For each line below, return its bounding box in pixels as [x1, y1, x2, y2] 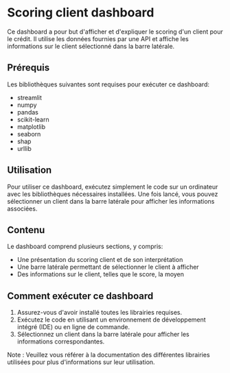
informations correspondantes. [16, 337, 105, 346]
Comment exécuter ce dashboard [7, 290, 154, 302]
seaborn [16, 130, 41, 138]
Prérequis [7, 62, 50, 73]
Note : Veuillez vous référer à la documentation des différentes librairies [7, 351, 211, 359]
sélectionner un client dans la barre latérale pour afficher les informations [7, 197, 215, 205]
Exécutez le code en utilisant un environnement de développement [16, 315, 206, 324]
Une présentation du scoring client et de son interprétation [16, 256, 183, 264]
